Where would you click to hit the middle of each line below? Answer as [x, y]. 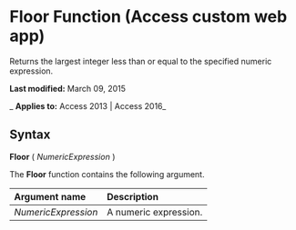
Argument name [50, 196]
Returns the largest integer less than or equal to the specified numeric [141, 61]
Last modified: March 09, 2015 [67, 88]
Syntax [30, 135]
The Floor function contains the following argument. [107, 174]
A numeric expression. [154, 212]
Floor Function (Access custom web [148, 17]
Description [133, 196]
